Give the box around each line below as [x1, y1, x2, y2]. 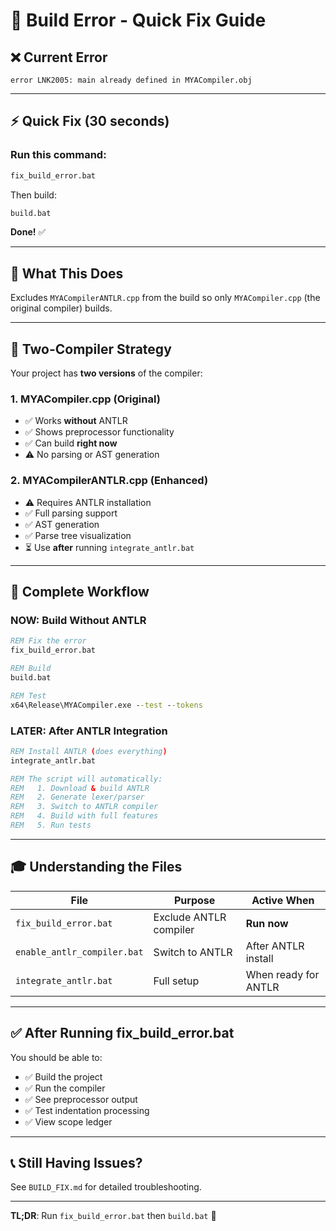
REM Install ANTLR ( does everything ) [10, 746, 168, 756]
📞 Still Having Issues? [10, 1154, 143, 1171]
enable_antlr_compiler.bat [15, 946, 144, 958]
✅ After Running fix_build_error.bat [10, 1025, 235, 1042]
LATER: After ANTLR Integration [10, 724, 168, 738]
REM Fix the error [10, 636, 87, 646]
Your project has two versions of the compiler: [10, 367, 203, 379]
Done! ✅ [10, 226, 47, 238]
